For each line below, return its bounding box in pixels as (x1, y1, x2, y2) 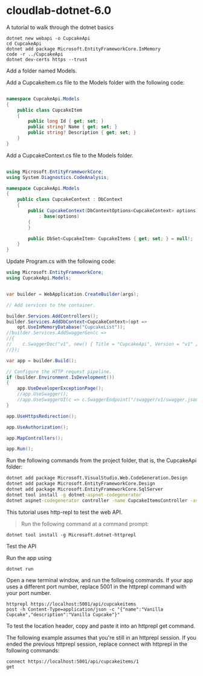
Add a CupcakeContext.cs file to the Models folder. (6, 152, 134, 159)
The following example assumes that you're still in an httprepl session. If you (6, 634, 196, 641)
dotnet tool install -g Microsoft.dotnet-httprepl (6, 531, 137, 538)
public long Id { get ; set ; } (28, 119, 104, 125)
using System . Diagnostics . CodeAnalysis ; (6, 174, 110, 180)
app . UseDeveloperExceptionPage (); (17, 385, 104, 392)
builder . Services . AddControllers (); (6, 313, 98, 319)
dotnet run (6, 566, 34, 572)
